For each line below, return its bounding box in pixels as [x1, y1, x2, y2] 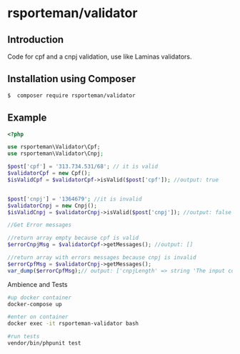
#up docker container [7, 294, 72, 301]
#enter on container [7, 313, 69, 320]
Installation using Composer [7, 73, 136, 85]
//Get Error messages [7, 221, 72, 229]
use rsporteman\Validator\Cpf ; [7, 143, 101, 151]
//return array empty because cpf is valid [7, 234, 139, 242]
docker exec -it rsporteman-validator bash [7, 320, 139, 328]
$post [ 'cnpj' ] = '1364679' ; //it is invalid [7, 195, 142, 203]
